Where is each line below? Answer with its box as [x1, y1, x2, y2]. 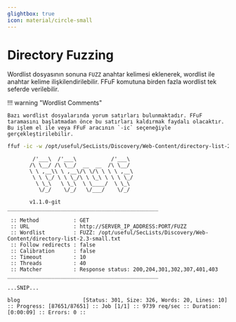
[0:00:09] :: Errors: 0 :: [7, 309, 86, 316]
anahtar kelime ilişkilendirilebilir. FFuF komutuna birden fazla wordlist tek [7, 78, 217, 86]
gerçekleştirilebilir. [7, 130, 74, 137]
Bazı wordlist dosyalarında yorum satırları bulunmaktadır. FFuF [7, 112, 202, 119]
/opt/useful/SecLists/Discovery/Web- [98, 229, 209, 236]
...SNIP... [7, 285, 39, 292]
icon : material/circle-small [7, 17, 93, 24]
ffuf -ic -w [7, 143, 42, 150]
